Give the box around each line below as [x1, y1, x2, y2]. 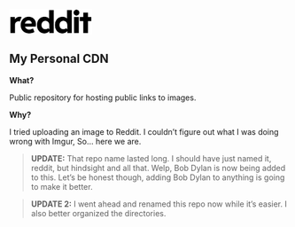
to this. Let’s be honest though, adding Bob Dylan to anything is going [30, 172, 285, 183]
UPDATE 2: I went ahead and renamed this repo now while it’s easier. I [30, 199, 288, 209]
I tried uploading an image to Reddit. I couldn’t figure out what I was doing [9, 126, 279, 137]
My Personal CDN [9, 51, 109, 67]
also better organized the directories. [30, 207, 167, 218]
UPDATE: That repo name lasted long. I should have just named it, [30, 153, 272, 163]
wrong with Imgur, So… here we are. [9, 136, 142, 146]
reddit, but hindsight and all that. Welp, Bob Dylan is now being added [30, 162, 286, 173]
